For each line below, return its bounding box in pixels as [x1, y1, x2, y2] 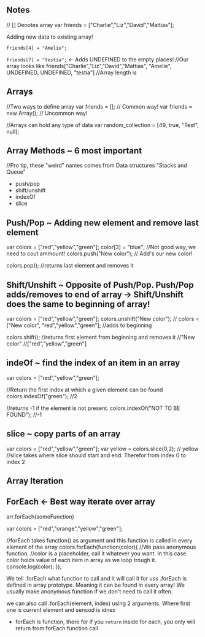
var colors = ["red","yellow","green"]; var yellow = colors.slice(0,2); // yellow [6, 445, 199, 452]
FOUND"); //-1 [6, 411, 42, 418]
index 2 [6, 458, 26, 465]
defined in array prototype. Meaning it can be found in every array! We [6, 581, 185, 589]
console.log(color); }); [6, 563, 62, 570]
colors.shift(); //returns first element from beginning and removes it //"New [6, 334, 195, 341]
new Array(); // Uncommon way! [6, 109, 88, 117]
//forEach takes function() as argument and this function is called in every [6, 536, 193, 544]
